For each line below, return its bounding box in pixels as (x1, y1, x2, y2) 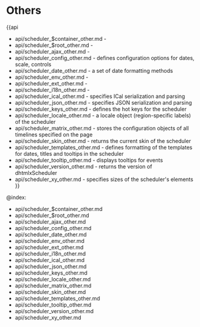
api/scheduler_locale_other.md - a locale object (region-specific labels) (14, 112, 192, 119)
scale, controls (14, 61, 52, 68)
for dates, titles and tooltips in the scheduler (14, 150, 124, 157)
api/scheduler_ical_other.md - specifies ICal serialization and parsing (14, 93, 186, 100)
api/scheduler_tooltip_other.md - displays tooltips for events (14, 156, 163, 163)
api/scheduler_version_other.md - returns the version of (14, 163, 153, 170)
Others (6, 4, 42, 17)
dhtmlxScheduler (14, 169, 57, 176)
